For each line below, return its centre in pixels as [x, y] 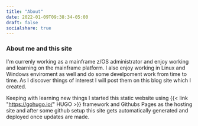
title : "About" [25, 11]
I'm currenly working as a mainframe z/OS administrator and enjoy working [98, 61]
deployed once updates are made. [48, 117]
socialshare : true [29, 28]
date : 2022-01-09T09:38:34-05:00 [47, 17]
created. [16, 87]
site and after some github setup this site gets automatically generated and [97, 110]
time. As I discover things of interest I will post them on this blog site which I [98, 80]
